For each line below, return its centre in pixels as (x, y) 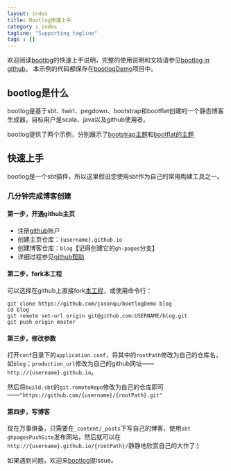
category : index (32, 26)
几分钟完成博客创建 (39, 196)
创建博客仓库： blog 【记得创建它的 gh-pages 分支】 (87, 248)
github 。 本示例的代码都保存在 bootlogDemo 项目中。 (82, 69)
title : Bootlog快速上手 (39, 20)
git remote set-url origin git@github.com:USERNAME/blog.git (97, 316)
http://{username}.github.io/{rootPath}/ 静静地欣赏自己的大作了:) (103, 446)
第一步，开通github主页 (41, 214)
